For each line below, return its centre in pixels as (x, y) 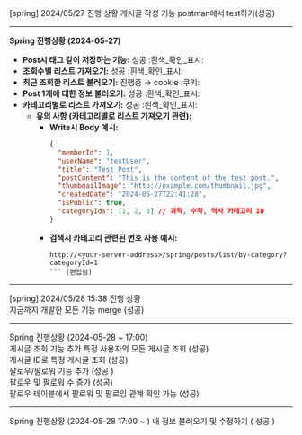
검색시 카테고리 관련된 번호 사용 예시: (113, 237)
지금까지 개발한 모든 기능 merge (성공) (77, 309)
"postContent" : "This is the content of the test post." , (168, 178)
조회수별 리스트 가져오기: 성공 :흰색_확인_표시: (102, 71)
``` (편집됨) (71, 272)
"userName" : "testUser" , (104, 161)
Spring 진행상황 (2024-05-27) (65, 40)
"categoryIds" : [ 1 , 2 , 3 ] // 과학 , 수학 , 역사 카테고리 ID (161, 211)
